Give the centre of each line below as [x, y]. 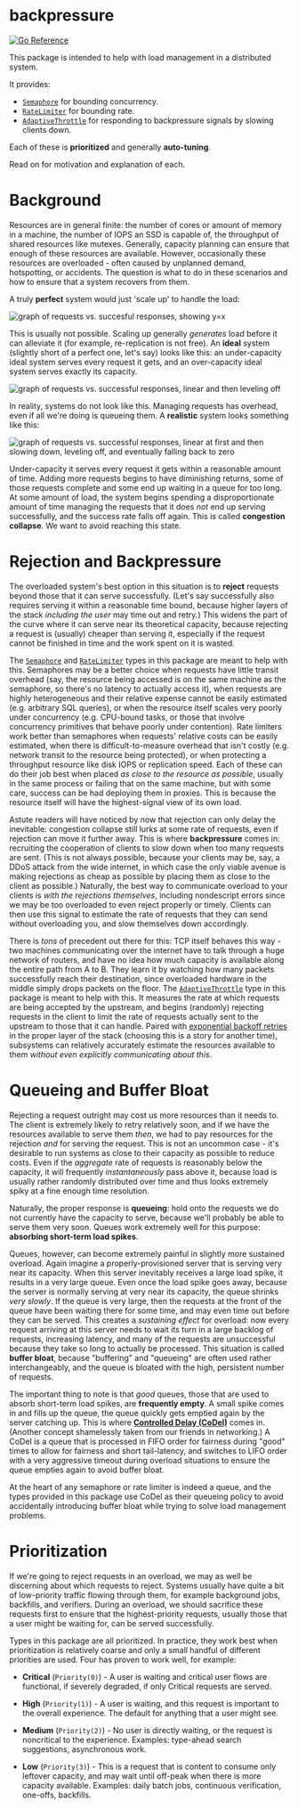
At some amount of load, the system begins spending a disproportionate [142, 497]
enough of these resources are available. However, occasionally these [138, 253]
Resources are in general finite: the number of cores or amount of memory [145, 224]
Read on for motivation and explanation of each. [97, 164]
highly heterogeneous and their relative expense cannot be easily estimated [148, 698]
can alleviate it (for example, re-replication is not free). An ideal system [139, 343]
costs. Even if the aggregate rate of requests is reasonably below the [136, 1162]
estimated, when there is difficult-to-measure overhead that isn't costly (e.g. [149, 746]
